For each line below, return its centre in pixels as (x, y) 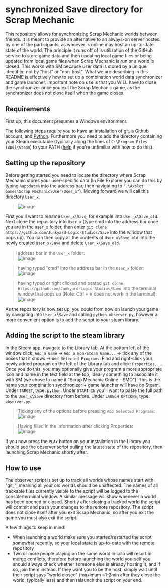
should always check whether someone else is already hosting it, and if (87, 564)
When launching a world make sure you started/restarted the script (82, 537)
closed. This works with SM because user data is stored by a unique (76, 66)
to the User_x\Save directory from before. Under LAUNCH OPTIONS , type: (77, 396)
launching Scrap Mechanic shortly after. (47, 452)
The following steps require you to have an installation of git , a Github (77, 131)
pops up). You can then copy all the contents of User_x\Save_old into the (80, 237)
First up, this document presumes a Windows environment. (66, 121)
